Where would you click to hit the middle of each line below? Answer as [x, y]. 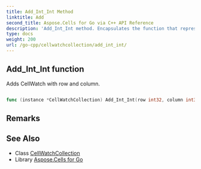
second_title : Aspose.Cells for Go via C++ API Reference [80, 23]
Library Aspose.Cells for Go [49, 159]
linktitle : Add [25, 17]
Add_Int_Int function [45, 69]
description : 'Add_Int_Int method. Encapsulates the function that [92, 28]
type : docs [20, 34]
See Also [23, 139]
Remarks [23, 118]
